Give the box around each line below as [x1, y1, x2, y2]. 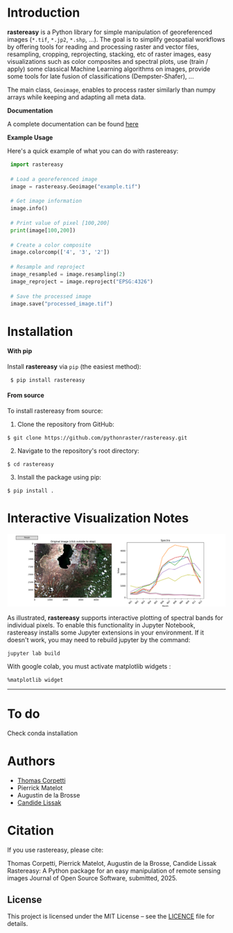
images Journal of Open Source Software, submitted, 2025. [7, 873, 178, 882]
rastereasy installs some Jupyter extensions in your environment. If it [7, 628, 205, 637]
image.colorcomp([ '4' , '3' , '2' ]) [10, 249, 110, 256]
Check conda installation [7, 729, 78, 737]
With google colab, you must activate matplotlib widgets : [7, 662, 171, 671]
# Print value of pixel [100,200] [10, 219, 110, 226]
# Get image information [10, 198, 82, 205]
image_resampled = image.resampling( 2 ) [10, 271, 126, 278]
